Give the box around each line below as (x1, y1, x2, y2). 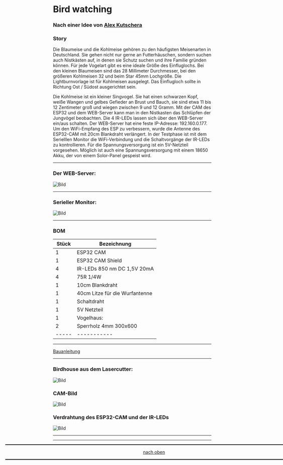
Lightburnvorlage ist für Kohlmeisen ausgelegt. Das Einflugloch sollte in (53, 79, 201, 85)
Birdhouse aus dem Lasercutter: (53, 366, 133, 373)
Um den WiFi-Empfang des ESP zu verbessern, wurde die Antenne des (53, 126, 200, 132)
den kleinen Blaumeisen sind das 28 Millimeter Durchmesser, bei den (53, 68, 196, 74)
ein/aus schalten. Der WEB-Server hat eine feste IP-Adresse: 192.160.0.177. (53, 120, 208, 126)
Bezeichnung (99, 240, 132, 247)
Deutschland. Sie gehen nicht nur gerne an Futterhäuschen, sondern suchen (53, 52, 212, 58)
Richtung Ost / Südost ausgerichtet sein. (53, 84, 137, 90)
